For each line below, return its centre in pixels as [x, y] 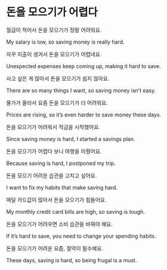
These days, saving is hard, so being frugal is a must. [72, 260]
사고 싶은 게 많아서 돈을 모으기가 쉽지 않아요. [58, 78]
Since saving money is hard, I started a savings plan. [71, 139]
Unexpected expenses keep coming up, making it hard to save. [83, 66]
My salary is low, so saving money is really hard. [65, 42]
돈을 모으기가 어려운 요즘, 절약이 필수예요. [55, 248]
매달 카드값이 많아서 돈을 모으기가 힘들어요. [56, 200]
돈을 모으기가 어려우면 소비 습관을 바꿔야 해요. [60, 224]
